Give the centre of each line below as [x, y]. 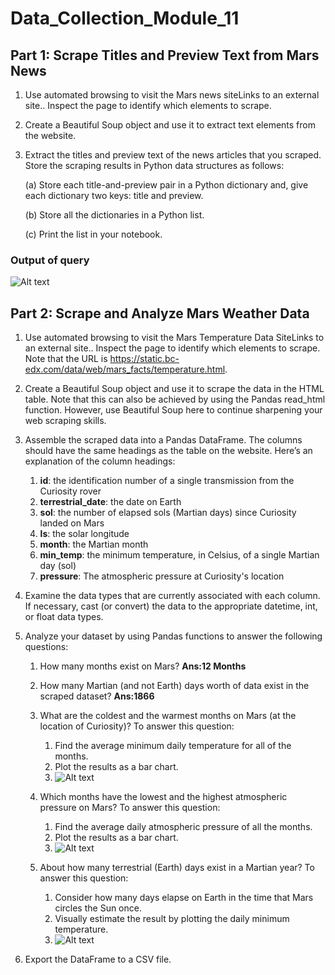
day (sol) [58, 566]
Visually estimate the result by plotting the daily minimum [172, 919]
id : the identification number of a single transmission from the [167, 481]
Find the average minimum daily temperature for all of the [173, 746]
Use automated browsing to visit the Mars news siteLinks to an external [172, 95]
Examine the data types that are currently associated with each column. [172, 596]
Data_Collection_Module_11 [125, 18]
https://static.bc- [144, 359]
